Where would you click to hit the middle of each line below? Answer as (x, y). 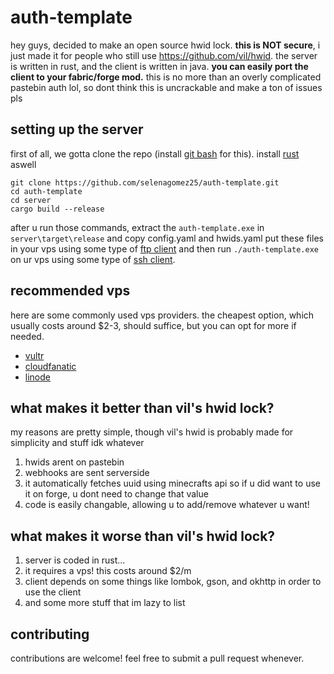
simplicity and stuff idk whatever (77, 443)
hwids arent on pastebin (74, 462)
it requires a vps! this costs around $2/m (108, 571)
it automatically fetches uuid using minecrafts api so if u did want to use (172, 483)
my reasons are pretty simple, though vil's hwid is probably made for (152, 432)
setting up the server (77, 129)
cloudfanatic (50, 366)
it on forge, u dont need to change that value (116, 494)
